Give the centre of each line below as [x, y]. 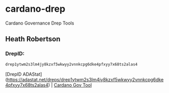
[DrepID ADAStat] [24, 74]
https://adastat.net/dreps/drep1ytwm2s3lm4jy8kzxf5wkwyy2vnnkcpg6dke [85, 79]
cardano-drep [35, 9]
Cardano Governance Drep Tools [40, 23]
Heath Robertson [33, 39]
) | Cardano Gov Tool [70, 85]
